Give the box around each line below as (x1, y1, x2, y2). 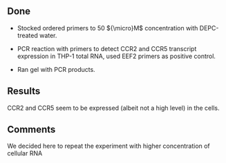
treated (17, 31, 38, 39)
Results (7, 86, 41, 97)
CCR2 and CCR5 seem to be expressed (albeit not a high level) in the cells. (7, 104, 220, 112)
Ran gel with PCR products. (17, 65, 95, 73)
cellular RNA (7, 149, 43, 157)
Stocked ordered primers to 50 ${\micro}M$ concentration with (17, 23, 198, 32)
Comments (7, 124, 56, 135)
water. (39, 31, 57, 39)
